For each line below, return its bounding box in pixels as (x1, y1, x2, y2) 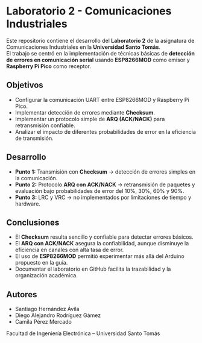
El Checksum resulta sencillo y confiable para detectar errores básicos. (14, 233, 194, 241)
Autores (6, 289, 37, 300)
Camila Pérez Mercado (14, 318, 72, 326)
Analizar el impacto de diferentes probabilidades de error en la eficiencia (14, 128, 196, 135)
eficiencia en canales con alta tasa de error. (14, 246, 124, 254)
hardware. (14, 200, 41, 207)
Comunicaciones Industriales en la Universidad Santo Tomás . (6, 43, 161, 51)
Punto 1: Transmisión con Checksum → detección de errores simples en (14, 168, 196, 175)
